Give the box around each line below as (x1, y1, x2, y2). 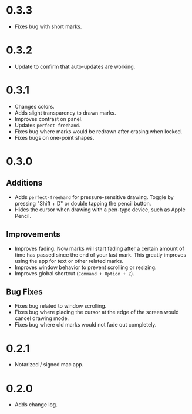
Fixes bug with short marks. (14, 23, 82, 30)
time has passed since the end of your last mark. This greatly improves (14, 251, 187, 258)
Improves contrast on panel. (14, 115, 83, 122)
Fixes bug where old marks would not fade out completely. (14, 321, 157, 328)
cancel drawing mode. (14, 315, 69, 322)
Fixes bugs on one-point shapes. (14, 134, 95, 141)
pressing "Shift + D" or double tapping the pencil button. (14, 200, 151, 207)
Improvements (6, 230, 60, 240)
